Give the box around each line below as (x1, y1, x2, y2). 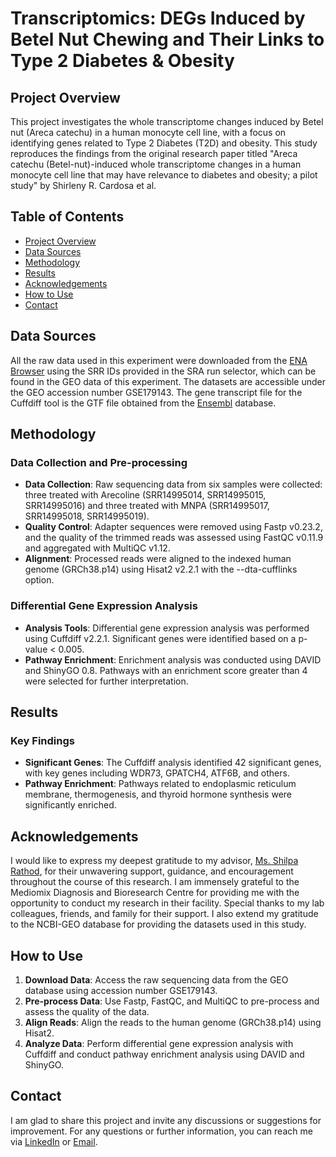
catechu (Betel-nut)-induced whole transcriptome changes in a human (10, 158, 302, 170)
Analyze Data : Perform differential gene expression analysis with (24, 1037, 294, 1049)
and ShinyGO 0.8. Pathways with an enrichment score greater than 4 (24, 664, 308, 676)
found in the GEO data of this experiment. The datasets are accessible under (10, 375, 327, 387)
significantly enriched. (24, 799, 117, 811)
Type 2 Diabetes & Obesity (10, 50, 235, 72)
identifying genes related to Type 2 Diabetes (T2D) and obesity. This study (10, 137, 318, 149)
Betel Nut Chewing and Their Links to (10, 28, 325, 51)
